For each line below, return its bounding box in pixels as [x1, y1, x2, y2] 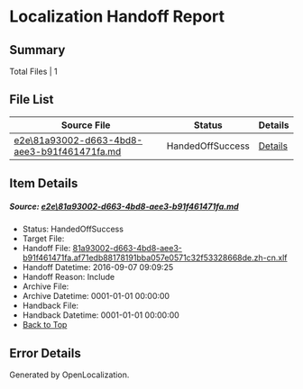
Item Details [9, 176, 78, 191]
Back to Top [22, 320, 68, 330]
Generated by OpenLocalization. [9, 369, 130, 380]
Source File [60, 119, 111, 131]
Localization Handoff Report [9, 6, 225, 27]
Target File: [22, 233, 65, 244]
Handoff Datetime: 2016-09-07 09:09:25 [22, 262, 174, 273]
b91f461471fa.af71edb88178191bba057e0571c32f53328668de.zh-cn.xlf [22, 252, 288, 263]
